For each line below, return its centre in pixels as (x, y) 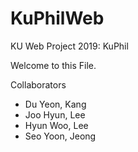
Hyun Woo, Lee (56, 125)
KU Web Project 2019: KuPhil (69, 46)
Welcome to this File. (53, 65)
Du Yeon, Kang (55, 104)
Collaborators (38, 84)
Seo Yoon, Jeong (60, 136)
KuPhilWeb (57, 18)
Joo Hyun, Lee (55, 114)
